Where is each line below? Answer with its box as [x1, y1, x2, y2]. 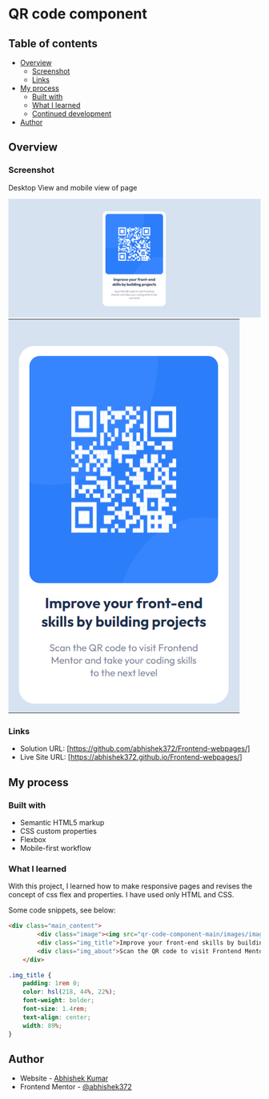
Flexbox [19, 834, 46, 844]
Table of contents [8, 37, 98, 50]
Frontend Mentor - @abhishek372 [19, 1082, 132, 1092]
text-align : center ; [22, 1013, 91, 1021]
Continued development [31, 109, 112, 118]
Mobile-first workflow [19, 843, 92, 852]
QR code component [8, 5, 148, 23]
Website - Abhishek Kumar [19, 1073, 109, 1083]
